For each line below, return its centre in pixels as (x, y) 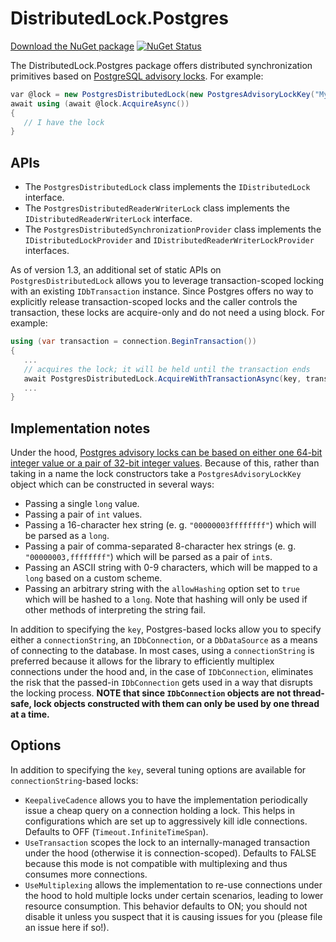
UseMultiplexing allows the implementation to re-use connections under (173, 884)
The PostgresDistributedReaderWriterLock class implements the (157, 208)
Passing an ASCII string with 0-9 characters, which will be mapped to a (171, 568)
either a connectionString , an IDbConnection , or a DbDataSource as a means (164, 640)
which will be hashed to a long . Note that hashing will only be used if (166, 599)
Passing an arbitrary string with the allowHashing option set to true (162, 589)
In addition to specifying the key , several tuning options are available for (158, 769)
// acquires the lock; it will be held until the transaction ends (167, 369)
